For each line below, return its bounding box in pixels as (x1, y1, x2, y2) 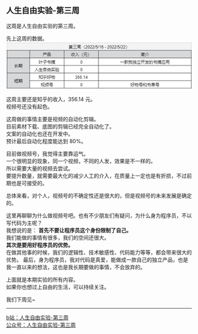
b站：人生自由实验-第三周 (6, 314, 69, 321)
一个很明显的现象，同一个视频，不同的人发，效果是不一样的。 (6, 157, 156, 164)
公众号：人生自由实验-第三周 (6, 321, 76, 328)
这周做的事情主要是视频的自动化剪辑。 (6, 115, 99, 123)
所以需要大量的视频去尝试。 (6, 164, 74, 172)
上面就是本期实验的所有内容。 (6, 276, 78, 283)
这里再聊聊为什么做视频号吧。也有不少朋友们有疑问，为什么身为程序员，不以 (6, 211, 192, 219)
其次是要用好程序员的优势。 (6, 241, 74, 249)
